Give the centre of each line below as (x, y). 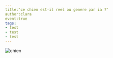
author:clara (18, 14)
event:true (16, 19)
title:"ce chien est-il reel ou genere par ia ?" (57, 10)
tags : (11, 23)
